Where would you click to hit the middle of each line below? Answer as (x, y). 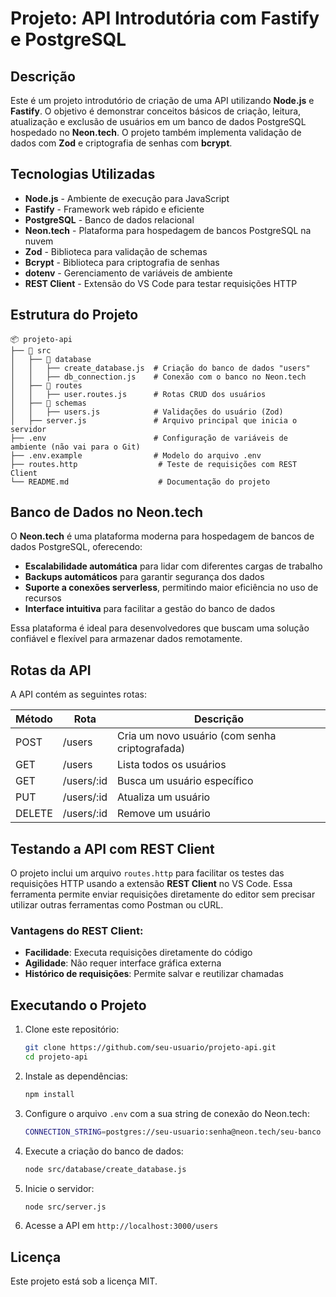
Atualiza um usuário (164, 797)
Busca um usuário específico (185, 781)
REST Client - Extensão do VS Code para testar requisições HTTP (161, 283)
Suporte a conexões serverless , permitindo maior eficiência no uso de (171, 588)
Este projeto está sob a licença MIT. (84, 1281)
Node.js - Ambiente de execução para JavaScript (127, 198)
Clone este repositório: (72, 1029)
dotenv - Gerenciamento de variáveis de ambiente (128, 273)
